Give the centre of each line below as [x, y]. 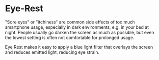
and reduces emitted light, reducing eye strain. [52, 52]
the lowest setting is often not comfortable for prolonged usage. [70, 38]
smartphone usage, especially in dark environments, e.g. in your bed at [77, 27]
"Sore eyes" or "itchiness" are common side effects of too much [70, 22]
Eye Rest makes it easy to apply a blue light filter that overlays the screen [79, 47]
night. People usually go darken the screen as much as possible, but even [80, 32]
